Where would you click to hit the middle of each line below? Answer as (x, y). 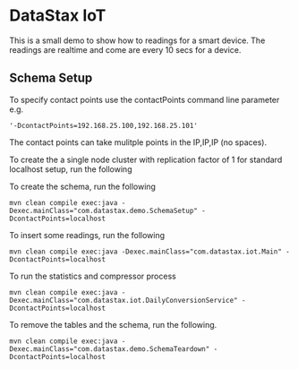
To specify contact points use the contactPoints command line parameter (145, 99)
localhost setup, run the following (71, 169)
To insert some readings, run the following (87, 235)
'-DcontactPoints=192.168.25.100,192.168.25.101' (104, 125)
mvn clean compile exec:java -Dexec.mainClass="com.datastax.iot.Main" (145, 252)
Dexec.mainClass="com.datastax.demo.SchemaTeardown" (110, 349)
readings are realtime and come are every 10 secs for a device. (125, 49)
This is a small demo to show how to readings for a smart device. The (137, 40)
